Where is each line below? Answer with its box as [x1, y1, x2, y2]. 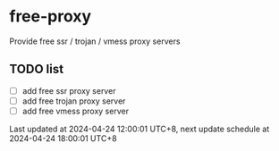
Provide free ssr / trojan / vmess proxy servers [9, 36, 181, 46]
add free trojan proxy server [21, 96, 126, 106]
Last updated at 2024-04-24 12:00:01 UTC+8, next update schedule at [9, 123, 270, 134]
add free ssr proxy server [21, 85, 116, 96]
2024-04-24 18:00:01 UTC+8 [9, 132, 118, 144]
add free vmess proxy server [21, 105, 130, 116]
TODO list [9, 62, 64, 77]
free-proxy [9, 6, 92, 27]
